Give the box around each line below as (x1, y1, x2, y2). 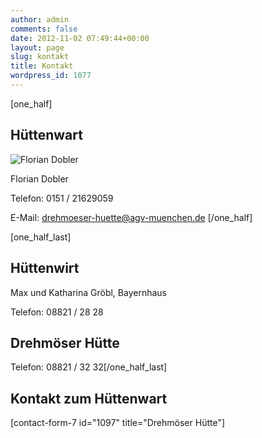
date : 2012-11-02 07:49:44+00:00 (10, 33, 150, 43)
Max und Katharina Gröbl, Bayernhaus (10, 286, 167, 298)
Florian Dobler (10, 172, 69, 185)
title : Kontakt (10, 61, 74, 71)
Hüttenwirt (10, 260, 80, 277)
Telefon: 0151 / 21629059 (10, 192, 114, 204)
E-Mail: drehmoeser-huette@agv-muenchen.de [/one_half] (10, 211, 253, 223)
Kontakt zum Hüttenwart (10, 390, 168, 407)
